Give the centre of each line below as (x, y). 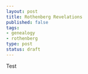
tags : (13, 28)
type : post (19, 44)
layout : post (22, 11)
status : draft (23, 50)
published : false (27, 22)
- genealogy (21, 33)
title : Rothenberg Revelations (44, 17)
